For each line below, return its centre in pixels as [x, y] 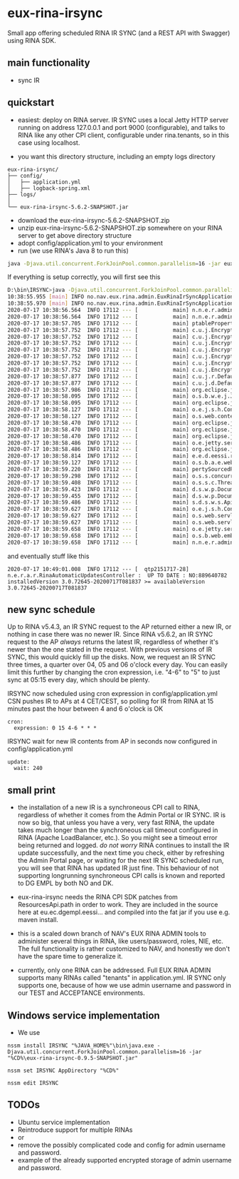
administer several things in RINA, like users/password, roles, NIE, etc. [121, 941]
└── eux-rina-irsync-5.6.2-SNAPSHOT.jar [68, 207]
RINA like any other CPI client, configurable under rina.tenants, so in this [123, 135]
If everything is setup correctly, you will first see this [84, 277]
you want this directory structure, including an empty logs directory [116, 156]
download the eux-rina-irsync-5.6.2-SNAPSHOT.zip [94, 220]
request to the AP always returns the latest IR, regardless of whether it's [113, 642]
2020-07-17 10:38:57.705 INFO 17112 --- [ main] [99, 323]
